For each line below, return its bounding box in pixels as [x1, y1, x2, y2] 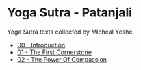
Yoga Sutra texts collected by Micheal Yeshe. [7, 27, 135, 36]
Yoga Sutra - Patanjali [7, 5, 132, 21]
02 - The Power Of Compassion [16, 55, 107, 63]
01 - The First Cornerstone [16, 48, 92, 56]
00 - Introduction [16, 40, 66, 49]
